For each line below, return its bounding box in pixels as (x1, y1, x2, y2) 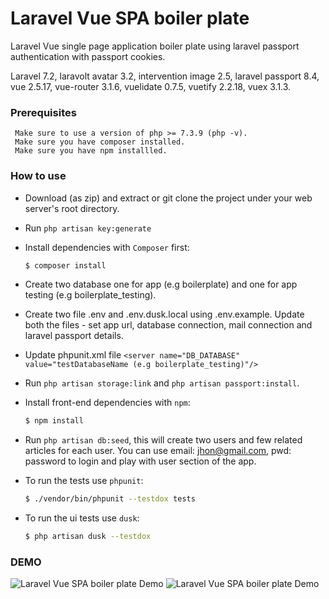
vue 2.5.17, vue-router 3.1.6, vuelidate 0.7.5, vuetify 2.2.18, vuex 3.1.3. (10, 80, 292, 92)
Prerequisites (10, 105, 77, 119)
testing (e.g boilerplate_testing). (24, 289, 157, 301)
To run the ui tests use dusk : (24, 512, 140, 524)
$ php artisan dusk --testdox (24, 532, 152, 542)
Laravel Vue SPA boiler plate (10, 7, 250, 30)
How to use (10, 169, 67, 183)
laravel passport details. (24, 330, 124, 342)
